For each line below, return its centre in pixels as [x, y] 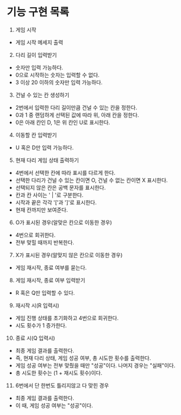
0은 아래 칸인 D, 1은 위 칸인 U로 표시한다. [63, 122]
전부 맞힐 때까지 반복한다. [45, 242]
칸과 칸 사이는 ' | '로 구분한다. [49, 195]
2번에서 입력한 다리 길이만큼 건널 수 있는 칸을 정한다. [76, 107]
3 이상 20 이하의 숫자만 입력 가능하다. [59, 82]
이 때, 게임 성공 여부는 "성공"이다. [54, 405]
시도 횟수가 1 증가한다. [41, 325]
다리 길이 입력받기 [36, 55]
